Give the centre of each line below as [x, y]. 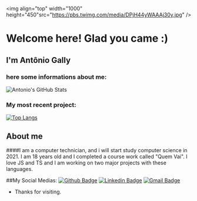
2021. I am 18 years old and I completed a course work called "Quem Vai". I [97, 156]
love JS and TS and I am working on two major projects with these [86, 163]
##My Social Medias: [32, 180]
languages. [20, 169]
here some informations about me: [56, 77]
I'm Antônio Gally [39, 60]
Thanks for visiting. [38, 192]
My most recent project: [41, 105]
